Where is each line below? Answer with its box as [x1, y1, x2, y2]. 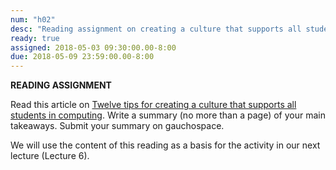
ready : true [10, 33, 60, 43]
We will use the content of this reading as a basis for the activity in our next [10, 139, 321, 151]
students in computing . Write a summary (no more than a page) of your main [10, 109, 326, 121]
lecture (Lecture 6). [10, 150, 90, 162]
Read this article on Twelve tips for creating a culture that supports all [10, 99, 297, 111]
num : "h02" [10, 14, 56, 25]
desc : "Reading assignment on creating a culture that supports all [10, 24, 302, 34]
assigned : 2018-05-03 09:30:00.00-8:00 [10, 42, 177, 53]
